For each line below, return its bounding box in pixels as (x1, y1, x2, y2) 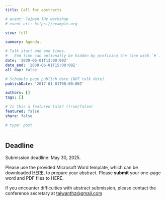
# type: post (5, 122, 33, 128)
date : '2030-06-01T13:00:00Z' (5, 58, 69, 63)
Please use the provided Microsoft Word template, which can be (5, 165, 138, 171)
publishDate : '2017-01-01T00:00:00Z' (5, 81, 85, 86)
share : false (5, 113, 33, 119)
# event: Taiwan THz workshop (5, 16, 69, 22)
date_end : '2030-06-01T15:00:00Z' (5, 63, 78, 68)
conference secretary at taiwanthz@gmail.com (5, 190, 102, 196)
